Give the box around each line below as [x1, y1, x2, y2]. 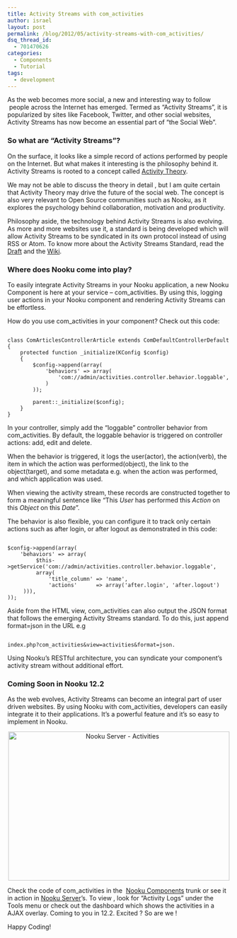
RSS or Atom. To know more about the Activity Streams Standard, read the [7, 239, 224, 248]
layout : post [7, 23, 46, 30]
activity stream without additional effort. [7, 661, 124, 669]
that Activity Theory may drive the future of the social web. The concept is [7, 188, 225, 197]
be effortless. [7, 303, 47, 311]
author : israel [7, 17, 52, 24]
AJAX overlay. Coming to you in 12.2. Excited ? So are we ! [7, 909, 178, 917]
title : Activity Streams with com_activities [7, 10, 144, 18]
